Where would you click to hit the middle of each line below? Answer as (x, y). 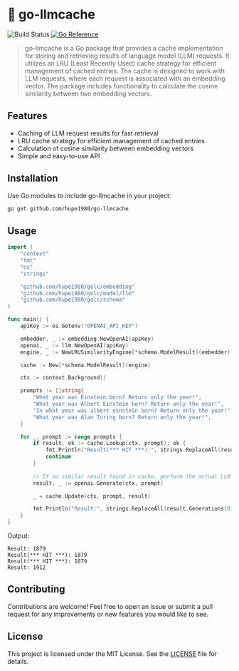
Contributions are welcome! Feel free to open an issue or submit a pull (110, 606)
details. (18, 661)
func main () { (28, 319)
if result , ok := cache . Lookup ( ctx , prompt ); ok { (110, 444)
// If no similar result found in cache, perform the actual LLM (132, 476)
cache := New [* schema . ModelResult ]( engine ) (86, 365)
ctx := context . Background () (63, 378)
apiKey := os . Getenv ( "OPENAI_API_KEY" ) (79, 326)
